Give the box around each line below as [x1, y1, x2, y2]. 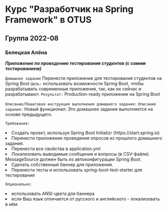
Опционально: [5, 182, 32, 187]
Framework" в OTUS [5, 14, 92, 25]
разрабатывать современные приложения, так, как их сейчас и [5, 86, 142, 92]
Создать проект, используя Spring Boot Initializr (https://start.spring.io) [11, 130, 160, 136]
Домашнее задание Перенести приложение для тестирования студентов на [5, 75, 162, 81]
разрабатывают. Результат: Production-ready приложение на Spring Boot [5, 91, 161, 97]
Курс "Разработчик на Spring [5, 3, 134, 15]
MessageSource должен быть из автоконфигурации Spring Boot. [5, 156, 142, 162]
